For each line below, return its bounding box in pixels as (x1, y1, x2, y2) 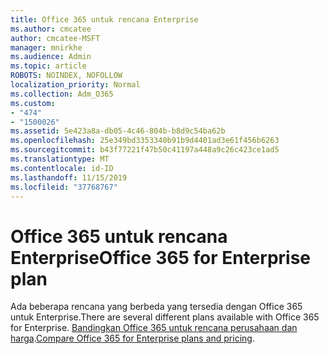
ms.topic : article (10, 61, 87, 71)
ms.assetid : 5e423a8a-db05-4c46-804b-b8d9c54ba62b (10, 126, 226, 136)
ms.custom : (10, 98, 56, 108)
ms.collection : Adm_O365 (10, 89, 114, 99)
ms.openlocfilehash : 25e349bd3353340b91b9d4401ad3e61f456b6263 (10, 136, 280, 146)
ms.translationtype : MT (10, 154, 110, 164)
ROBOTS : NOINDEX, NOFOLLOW (10, 71, 123, 81)
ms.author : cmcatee (10, 24, 92, 34)
